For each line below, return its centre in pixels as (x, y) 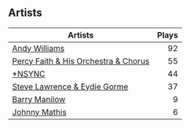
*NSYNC (29, 74)
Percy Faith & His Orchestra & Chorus (81, 60)
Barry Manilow (39, 99)
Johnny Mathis (39, 112)
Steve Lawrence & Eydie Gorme (70, 86)
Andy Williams (38, 48)
